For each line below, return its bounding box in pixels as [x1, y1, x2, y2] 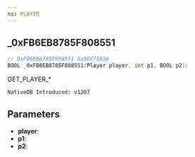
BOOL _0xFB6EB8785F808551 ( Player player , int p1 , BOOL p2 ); [7, 62, 189, 70]
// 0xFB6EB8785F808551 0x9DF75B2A [7, 55, 110, 63]
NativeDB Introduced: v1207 [7, 89, 91, 96]
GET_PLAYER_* [7, 75, 52, 84]
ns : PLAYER [7, 10, 40, 18]
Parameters [7, 108, 60, 120]
